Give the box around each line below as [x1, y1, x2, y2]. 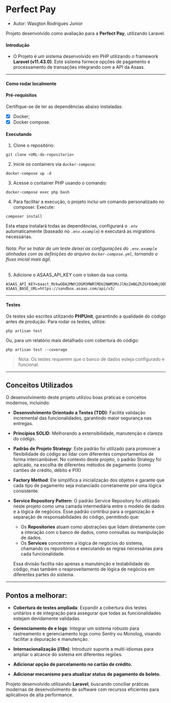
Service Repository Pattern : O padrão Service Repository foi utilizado [13, 498, 160, 504]
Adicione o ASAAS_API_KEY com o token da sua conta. [13, 272, 129, 278]
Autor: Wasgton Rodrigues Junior [13, 20, 83, 26]
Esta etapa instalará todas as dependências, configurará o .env [6, 223, 138, 229]
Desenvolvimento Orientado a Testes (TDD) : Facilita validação [13, 410, 146, 416]
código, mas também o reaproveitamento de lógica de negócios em [13, 566, 155, 572]
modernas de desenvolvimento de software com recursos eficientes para [6, 686, 159, 693]
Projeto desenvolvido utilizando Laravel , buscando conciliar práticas [6, 681, 149, 687]
